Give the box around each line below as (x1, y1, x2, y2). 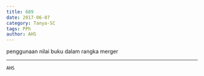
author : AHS (6, 31, 36, 37)
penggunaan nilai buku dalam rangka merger (6, 48, 118, 55)
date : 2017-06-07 (6, 14, 50, 21)
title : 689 (6, 8, 34, 15)
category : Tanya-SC (6, 20, 56, 26)
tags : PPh (6, 25, 32, 32)
